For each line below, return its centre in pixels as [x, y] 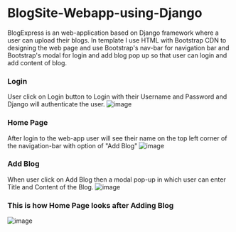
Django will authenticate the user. [56, 104]
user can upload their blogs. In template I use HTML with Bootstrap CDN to [117, 40]
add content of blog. [37, 62]
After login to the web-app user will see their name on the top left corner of [117, 138]
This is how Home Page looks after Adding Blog [91, 205]
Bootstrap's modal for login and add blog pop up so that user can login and [117, 55]
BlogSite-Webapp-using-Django [105, 13]
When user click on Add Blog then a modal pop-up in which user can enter [117, 179]
